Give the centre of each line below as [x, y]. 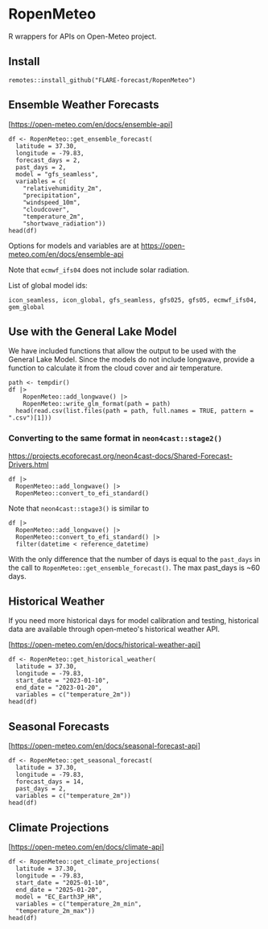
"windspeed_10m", [52, 202]
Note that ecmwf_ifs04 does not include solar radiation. [99, 270]
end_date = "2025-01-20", [59, 890]
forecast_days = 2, [48, 160]
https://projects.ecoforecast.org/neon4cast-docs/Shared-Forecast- [121, 456]
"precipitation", [52, 195]
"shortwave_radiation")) [64, 223]
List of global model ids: [48, 285]
